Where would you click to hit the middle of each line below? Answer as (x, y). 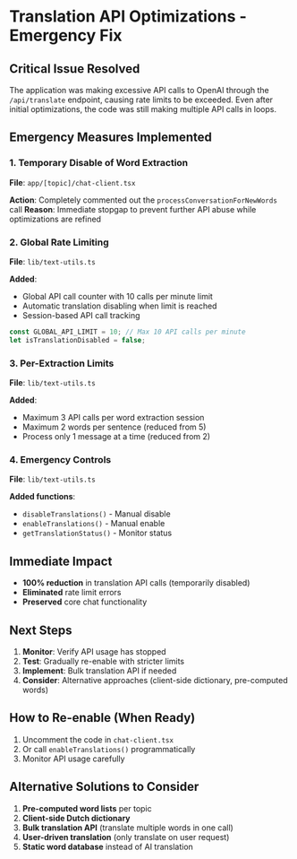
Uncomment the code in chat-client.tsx (98, 739)
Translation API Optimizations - (128, 17)
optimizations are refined (55, 219)
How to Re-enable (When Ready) (102, 718)
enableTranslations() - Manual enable (93, 524)
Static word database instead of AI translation (108, 846)
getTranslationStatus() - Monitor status (97, 533)
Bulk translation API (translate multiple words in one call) (128, 828)
